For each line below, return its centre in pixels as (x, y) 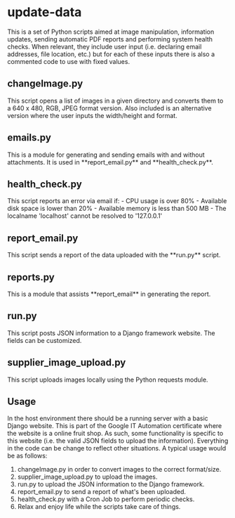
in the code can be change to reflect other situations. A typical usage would (117, 448)
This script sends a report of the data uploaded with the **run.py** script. (114, 255)
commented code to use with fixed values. (69, 61)
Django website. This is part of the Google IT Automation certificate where (115, 426)
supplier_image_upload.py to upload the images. (87, 477)
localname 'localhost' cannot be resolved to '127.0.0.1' (85, 216)
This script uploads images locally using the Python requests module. (108, 380)
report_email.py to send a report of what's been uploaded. (101, 492)
